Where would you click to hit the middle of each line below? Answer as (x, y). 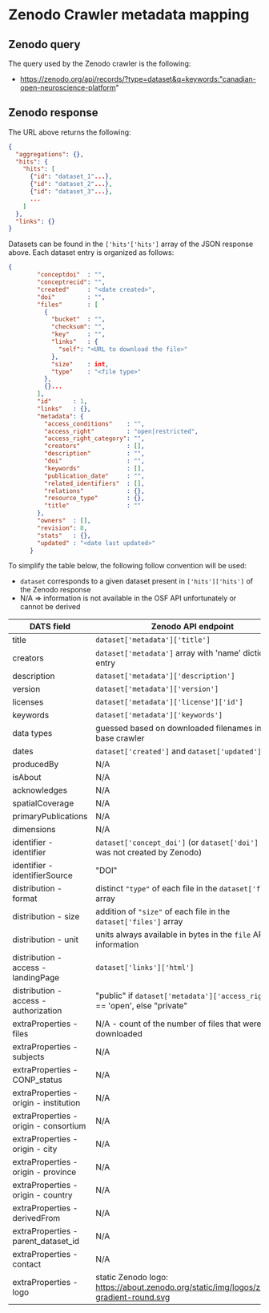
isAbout (27, 778)
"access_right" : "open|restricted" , (121, 431)
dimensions (34, 830)
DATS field (50, 627)
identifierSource (43, 875)
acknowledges (40, 790)
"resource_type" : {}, (94, 499)
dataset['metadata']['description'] (165, 676)
